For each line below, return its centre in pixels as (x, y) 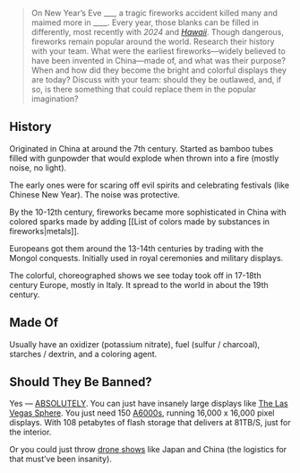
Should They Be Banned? (81, 382)
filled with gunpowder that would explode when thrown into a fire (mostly (144, 158)
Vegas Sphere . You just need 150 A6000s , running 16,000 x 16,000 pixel (142, 413)
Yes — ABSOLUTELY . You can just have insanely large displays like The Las (149, 404)
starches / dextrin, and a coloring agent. (83, 354)
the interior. (30, 432)
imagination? (55, 99)
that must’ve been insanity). (60, 459)
